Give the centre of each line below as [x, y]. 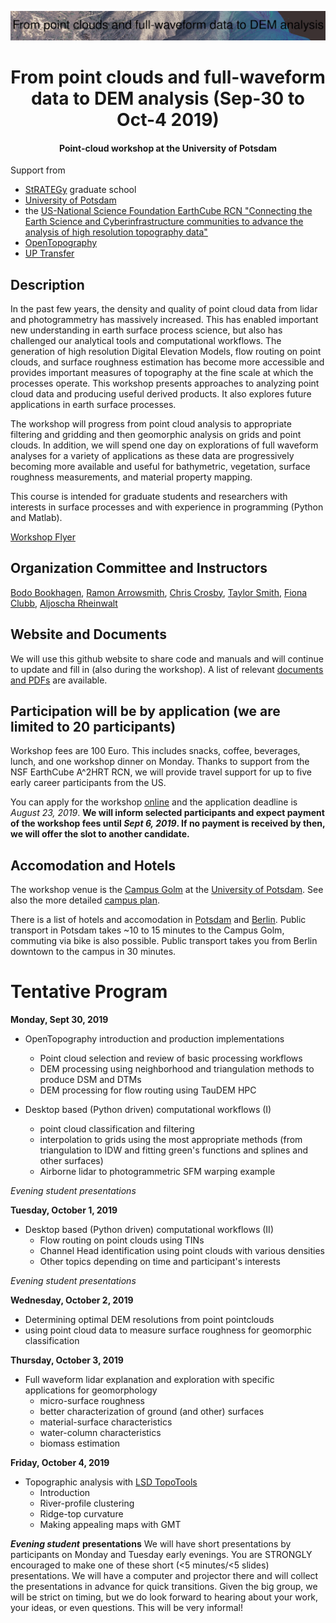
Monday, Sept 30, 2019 [59, 1020]
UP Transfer [49, 253]
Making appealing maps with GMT [110, 1525]
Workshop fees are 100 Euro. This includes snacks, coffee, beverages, [155, 751]
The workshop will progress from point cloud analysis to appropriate [151, 423]
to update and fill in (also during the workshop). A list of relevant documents [167, 669]
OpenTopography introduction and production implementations [154, 1039]
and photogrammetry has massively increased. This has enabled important [164, 319]
